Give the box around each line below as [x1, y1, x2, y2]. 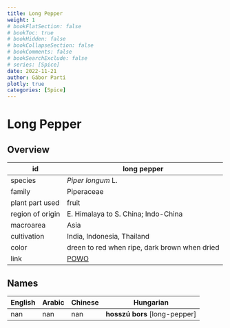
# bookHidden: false [7, 36, 67, 43]
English [10, 297, 36, 307]
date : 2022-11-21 [7, 67, 57, 74]
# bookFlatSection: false [7, 23, 81, 30]
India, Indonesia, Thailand [66, 232, 150, 241]
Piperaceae [66, 187, 104, 197]
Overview [7, 144, 50, 155]
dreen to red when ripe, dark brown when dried [66, 243, 220, 252]
